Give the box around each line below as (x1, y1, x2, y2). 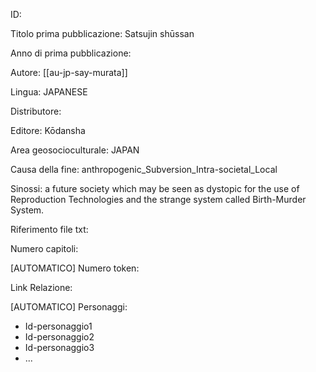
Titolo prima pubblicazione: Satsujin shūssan (10, 28, 195, 39)
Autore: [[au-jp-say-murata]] (10, 67, 128, 78)
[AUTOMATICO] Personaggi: (10, 301, 128, 313)
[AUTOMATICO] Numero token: (10, 262, 140, 274)
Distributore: (10, 105, 62, 117)
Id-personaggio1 (24, 320, 93, 332)
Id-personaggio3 (24, 342, 95, 353)
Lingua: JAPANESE (10, 86, 88, 98)
